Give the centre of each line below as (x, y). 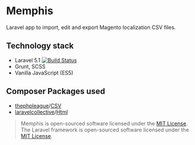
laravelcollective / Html (41, 112)
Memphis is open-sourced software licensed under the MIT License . (104, 123)
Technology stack (40, 46)
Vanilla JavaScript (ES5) (44, 73)
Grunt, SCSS (30, 66)
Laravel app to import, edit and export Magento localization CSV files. (91, 27)
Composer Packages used (56, 91)
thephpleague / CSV (38, 105)
